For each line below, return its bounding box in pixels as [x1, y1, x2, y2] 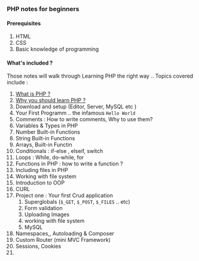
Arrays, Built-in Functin [15, 141, 72, 148]
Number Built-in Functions [15, 128, 80, 136]
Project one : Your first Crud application [15, 192, 113, 199]
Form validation [24, 205, 63, 212]
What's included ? [7, 59, 53, 66]
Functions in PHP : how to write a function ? [15, 160, 123, 167]
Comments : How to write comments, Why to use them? [15, 116, 153, 123]
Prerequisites [7, 20, 41, 27]
